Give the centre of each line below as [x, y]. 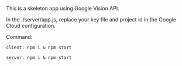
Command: [19, 37]
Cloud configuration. [31, 26]
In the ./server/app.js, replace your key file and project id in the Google [91, 19]
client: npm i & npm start [39, 47]
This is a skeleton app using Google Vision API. [63, 8]
